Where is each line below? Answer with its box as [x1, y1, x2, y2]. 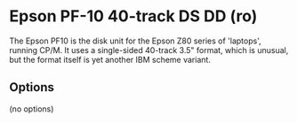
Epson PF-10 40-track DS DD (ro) [9, 6, 258, 27]
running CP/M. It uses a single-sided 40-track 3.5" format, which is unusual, [9, 44, 289, 55]
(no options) [9, 104, 54, 114]
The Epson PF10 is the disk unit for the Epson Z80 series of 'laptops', [9, 35, 261, 46]
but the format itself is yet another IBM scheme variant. [9, 54, 212, 65]
